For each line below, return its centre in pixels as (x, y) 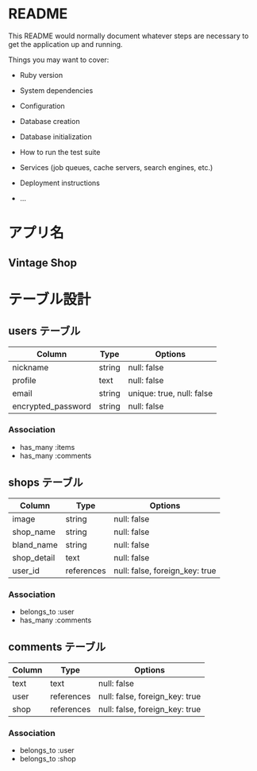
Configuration (42, 106)
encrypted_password (52, 406)
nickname (31, 367)
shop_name (34, 532)
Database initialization (56, 137)
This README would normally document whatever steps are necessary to (128, 36)
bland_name (35, 544)
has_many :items (47, 447)
